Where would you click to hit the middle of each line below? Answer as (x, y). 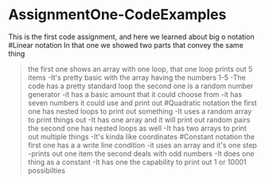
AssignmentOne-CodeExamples (117, 15)
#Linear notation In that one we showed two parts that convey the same (126, 45)
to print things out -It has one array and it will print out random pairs (139, 119)
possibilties (47, 170)
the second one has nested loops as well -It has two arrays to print (137, 128)
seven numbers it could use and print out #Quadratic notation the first (142, 103)
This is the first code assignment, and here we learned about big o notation (131, 37)
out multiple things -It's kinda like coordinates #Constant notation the (141, 136)
